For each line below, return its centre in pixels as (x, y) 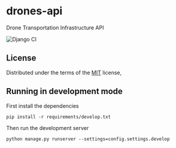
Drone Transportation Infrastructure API (55, 28)
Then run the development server (48, 128)
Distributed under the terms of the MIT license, (64, 73)
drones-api (34, 11)
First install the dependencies (43, 105)
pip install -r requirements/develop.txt (59, 117)
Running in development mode (64, 91)
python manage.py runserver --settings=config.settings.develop (88, 139)
